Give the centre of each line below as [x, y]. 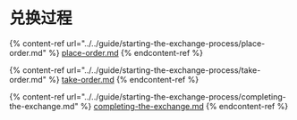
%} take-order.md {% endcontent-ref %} [123, 79]
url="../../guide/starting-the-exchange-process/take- [164, 70]
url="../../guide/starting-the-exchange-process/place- [166, 43]
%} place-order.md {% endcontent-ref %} [126, 52]
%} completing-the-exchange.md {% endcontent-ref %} [184, 106]
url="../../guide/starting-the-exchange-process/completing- [176, 96]
